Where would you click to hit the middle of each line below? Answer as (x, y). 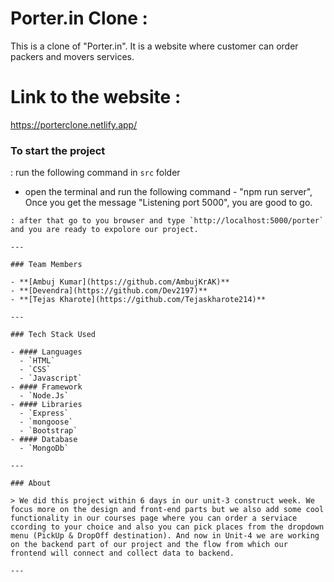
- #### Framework (46, 387)
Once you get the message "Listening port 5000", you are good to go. (168, 203)
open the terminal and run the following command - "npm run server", (168, 192)
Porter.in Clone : (79, 18)
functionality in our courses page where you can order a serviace (154, 518)
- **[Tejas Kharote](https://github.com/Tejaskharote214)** (138, 300)
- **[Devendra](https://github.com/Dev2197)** (109, 291)
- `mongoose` (46, 422)
